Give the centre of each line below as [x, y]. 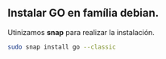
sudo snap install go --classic [62, 47]
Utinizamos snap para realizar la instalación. [81, 32]
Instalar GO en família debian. [83, 13]
